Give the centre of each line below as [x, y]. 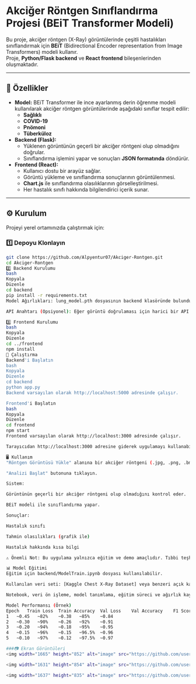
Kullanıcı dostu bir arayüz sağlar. [62, 170]
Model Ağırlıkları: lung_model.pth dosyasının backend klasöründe [88, 301]
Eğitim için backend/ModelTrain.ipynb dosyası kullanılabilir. [85, 574]
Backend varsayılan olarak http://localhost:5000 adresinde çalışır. [92, 393]
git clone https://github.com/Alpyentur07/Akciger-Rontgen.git [85, 257]
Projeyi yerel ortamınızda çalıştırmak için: [55, 227]
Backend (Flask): [35, 139]
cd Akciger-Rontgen [30, 263]
